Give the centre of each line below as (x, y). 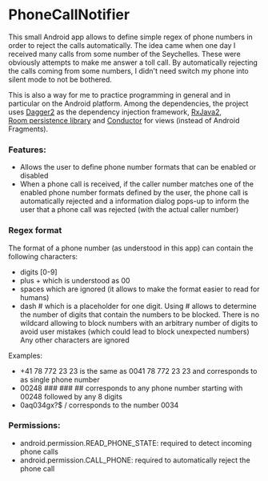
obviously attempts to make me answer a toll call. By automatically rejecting (133, 62)
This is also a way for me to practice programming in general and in (119, 94)
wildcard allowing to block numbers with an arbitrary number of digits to (139, 323)
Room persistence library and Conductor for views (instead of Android (124, 120)
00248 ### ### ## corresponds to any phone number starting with (131, 388)
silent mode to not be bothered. (60, 79)
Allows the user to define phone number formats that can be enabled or (138, 167)
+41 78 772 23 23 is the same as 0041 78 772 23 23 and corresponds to (138, 371)
